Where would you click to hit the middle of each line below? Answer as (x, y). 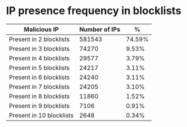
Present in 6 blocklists (40, 77)
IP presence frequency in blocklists (94, 11)
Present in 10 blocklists (41, 115)
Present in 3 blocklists (40, 49)
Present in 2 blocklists (40, 39)
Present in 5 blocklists (40, 67)
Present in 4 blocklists (40, 58)
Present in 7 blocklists (40, 87)
